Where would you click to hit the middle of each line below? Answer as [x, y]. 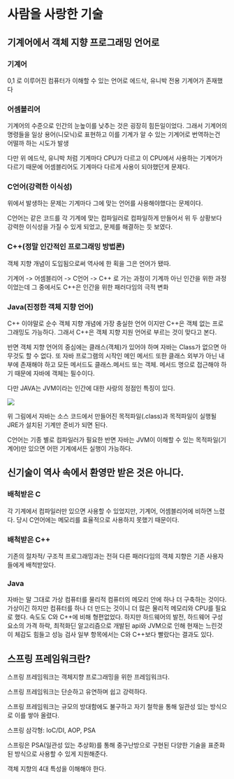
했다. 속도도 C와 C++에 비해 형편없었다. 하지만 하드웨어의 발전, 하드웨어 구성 [119, 617]
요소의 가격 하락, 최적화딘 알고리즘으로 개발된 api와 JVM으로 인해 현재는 [106, 626]
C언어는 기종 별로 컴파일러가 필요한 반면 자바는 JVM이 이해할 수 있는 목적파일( [114, 440]
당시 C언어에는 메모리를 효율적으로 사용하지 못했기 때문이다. [98, 519]
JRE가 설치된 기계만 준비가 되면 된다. [58, 425]
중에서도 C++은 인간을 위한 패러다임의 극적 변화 [104, 287]
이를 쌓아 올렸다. [37, 715]
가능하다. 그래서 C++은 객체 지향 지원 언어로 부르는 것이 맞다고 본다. [124, 332]
